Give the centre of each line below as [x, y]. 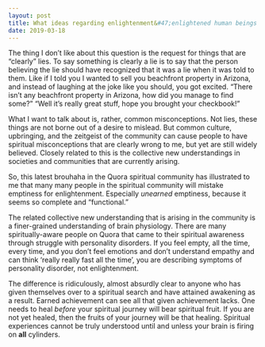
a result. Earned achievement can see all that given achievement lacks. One [132, 301]
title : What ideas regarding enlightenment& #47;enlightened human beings [133, 23]
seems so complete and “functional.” [69, 202]
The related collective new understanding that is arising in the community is [132, 218]
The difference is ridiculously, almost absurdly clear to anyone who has [125, 284]
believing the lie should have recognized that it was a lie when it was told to [131, 70]
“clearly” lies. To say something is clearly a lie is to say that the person [123, 61]
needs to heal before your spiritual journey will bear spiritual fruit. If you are [131, 309]
